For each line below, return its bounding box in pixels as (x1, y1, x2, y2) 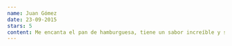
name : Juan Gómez (7, 9, 57, 17)
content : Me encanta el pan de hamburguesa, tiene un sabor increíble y (7, 28, 221, 36)
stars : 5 (7, 22, 32, 29)
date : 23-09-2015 (7, 16, 57, 23)
